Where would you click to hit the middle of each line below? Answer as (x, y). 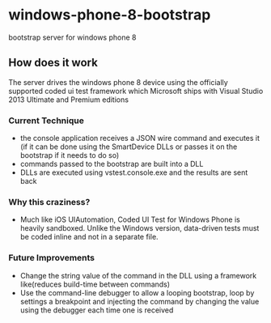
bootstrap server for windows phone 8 (72, 37)
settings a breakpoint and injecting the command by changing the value (140, 301)
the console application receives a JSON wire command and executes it (140, 138)
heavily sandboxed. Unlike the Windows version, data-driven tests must (140, 228)
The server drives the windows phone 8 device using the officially (118, 82)
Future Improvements (52, 258)
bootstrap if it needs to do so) (70, 155)
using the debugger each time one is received (97, 310)
